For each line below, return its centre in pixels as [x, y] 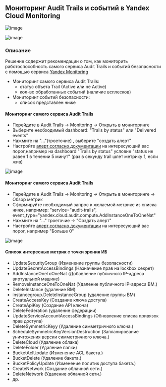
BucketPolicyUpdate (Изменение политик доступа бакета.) [74, 363]
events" [20, 136]
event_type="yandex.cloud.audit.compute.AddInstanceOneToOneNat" [84, 215]
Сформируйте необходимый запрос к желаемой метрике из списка [84, 204]
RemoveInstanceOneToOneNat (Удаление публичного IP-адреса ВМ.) [85, 284]
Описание [18, 50]
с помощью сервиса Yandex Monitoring [47, 72]
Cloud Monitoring [33, 16]
